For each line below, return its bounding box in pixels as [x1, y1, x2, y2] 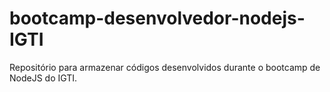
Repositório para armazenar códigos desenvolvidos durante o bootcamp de [9, 61, 321, 73]
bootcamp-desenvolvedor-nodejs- [9, 7, 306, 30]
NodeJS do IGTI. [9, 72, 78, 84]
